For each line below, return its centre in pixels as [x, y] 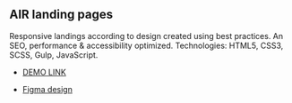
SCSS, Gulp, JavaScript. [54, 55]
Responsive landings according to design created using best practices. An [146, 36]
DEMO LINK [44, 72]
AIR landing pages [61, 15]
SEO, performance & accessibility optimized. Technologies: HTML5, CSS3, [146, 45]
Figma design [47, 89]
